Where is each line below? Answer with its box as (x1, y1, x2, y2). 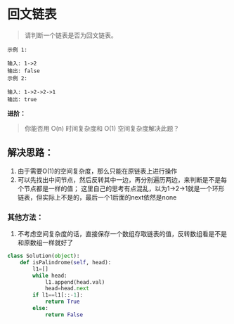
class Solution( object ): (7, 252, 80, 260)
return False (44, 311, 83, 318)
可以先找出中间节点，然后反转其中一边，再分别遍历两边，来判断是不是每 (17, 175, 227, 183)
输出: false (7, 67, 40, 74)
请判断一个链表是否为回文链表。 (24, 31, 117, 39)
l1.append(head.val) (44, 278, 105, 285)
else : (32, 305, 49, 312)
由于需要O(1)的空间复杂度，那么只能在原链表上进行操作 (17, 167, 178, 175)
